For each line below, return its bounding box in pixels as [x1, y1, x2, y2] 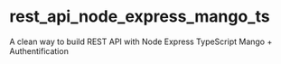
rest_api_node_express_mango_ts [9, 6, 270, 27]
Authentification [9, 45, 70, 56]
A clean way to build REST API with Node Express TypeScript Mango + [9, 36, 273, 47]
